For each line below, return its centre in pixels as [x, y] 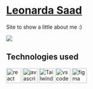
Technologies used [42, 57]
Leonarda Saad [44, 10]
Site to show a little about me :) [44, 27]
